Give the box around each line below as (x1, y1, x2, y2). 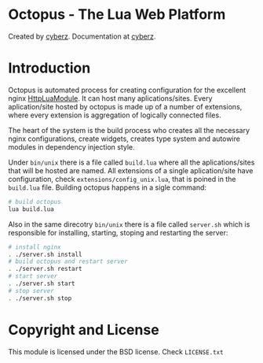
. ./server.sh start (8, 280, 76, 287)
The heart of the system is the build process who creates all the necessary (8, 125, 250, 135)
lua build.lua (8, 205, 55, 213)
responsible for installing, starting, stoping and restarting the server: (8, 228, 228, 237)
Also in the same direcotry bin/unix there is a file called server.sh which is (8, 219, 250, 229)
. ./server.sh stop (8, 294, 72, 302)
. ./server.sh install (8, 250, 82, 258)
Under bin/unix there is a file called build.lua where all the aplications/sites (8, 157, 255, 167)
